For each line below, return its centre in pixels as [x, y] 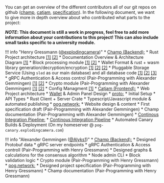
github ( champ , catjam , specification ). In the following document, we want [80, 12]
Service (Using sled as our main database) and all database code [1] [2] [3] [81, 73]
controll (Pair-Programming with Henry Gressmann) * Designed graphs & [79, 150]
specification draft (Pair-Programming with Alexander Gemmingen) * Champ [82, 109]
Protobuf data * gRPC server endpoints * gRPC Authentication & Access [78, 145]
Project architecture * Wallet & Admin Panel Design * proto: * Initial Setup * [80, 93]
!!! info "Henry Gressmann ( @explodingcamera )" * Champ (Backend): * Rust [82, 52]
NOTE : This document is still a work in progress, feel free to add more [77, 32]
